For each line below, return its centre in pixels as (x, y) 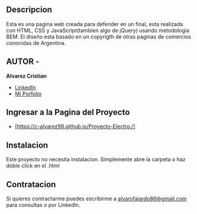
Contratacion (31, 184)
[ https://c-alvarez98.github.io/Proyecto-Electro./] (75, 126)
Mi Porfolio (28, 94)
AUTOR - (23, 62)
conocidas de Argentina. (36, 43)
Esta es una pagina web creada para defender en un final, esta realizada (95, 24)
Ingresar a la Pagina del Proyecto (68, 112)
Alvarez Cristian (27, 76)
